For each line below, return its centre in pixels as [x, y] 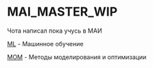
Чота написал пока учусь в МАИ [55, 31]
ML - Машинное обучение [45, 44]
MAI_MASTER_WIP [62, 12]
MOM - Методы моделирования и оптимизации [77, 57]
